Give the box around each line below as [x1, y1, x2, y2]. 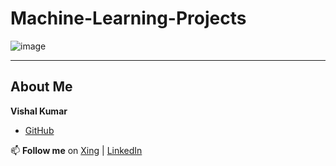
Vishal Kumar [10, 105, 68, 117]
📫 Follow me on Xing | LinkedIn [10, 144, 143, 156]
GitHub [24, 124, 55, 136]
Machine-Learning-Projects [10, 7, 247, 30]
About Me [10, 78, 73, 96]
